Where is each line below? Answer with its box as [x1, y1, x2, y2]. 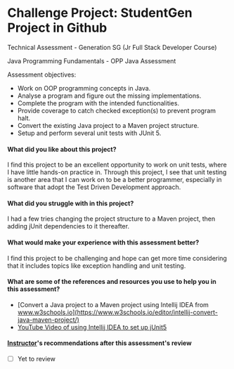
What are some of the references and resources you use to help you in [7, 278, 216, 286]
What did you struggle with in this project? [7, 199, 134, 207]
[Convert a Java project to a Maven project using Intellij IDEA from [17, 300, 209, 309]
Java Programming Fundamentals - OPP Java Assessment [7, 56, 176, 65]
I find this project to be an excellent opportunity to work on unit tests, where [7, 160, 227, 169]
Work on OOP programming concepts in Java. [17, 84, 151, 92]
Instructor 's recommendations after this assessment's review [7, 339, 192, 347]
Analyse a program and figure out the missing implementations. [17, 91, 202, 100]
